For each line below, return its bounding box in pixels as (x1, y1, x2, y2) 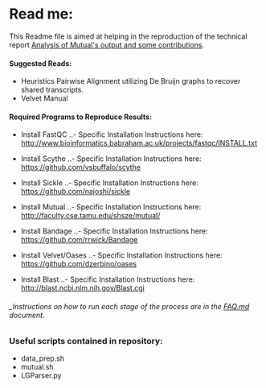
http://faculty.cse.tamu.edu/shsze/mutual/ (20, 211, 161, 221)
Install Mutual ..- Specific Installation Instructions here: (20, 202, 202, 212)
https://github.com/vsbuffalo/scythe (20, 163, 141, 172)
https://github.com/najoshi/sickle (20, 187, 131, 196)
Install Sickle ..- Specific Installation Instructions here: (20, 178, 199, 188)
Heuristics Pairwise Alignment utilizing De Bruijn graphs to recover (20, 76, 241, 86)
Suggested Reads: (9, 58, 72, 68)
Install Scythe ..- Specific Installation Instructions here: (20, 154, 202, 163)
